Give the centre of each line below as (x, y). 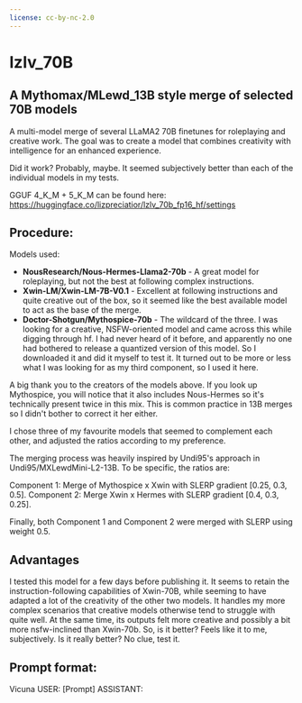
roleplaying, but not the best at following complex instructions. (138, 281)
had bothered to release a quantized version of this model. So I (139, 349)
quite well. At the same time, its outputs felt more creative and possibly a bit (150, 620)
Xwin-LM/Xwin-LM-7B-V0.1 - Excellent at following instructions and (150, 291)
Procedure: (41, 233)
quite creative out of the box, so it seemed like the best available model (155, 301)
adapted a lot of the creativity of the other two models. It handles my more (147, 601)
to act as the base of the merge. (82, 310)
